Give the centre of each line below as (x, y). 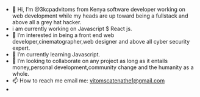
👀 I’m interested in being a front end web (63, 35)
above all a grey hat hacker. (47, 22)
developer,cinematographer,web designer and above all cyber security (101, 42)
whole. (20, 74)
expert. (21, 48)
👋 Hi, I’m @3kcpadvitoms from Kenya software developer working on (99, 9)
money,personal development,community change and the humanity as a (103, 67)
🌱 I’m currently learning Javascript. (56, 54)
